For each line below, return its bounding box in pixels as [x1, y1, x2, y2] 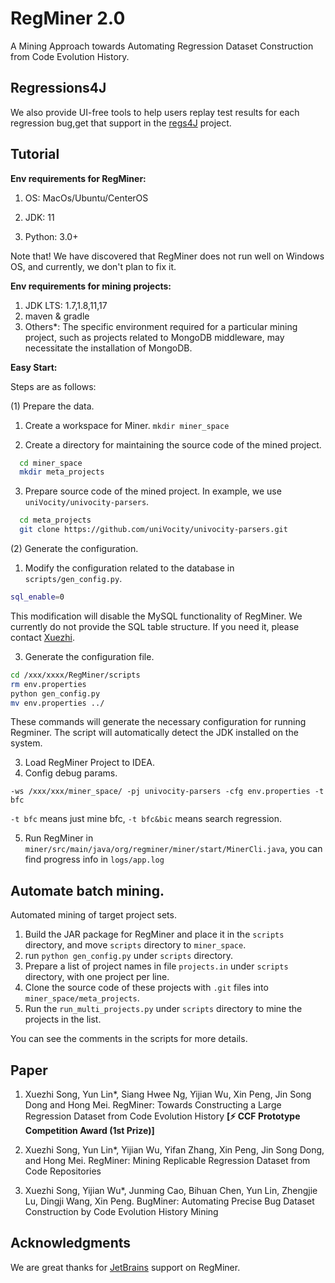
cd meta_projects [19, 515, 92, 526]
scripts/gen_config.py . [24, 573, 123, 585]
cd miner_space [19, 458, 83, 468]
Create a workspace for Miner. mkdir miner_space [24, 419, 230, 431]
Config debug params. [24, 767, 118, 779]
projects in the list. [24, 1013, 102, 1026]
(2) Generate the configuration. [10, 543, 139, 555]
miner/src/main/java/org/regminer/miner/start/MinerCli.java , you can [24, 843, 323, 855]
